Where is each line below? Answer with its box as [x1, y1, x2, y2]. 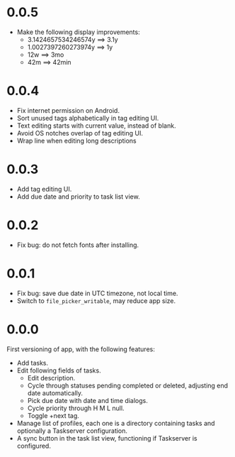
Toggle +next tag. [27, 411, 79, 419]
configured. [16, 441, 51, 450]
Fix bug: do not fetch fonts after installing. [16, 241, 139, 249]
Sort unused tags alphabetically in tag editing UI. [16, 114, 159, 122]
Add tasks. [16, 358, 49, 367]
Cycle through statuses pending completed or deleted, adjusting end [27, 381, 228, 390]
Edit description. [27, 373, 76, 382]
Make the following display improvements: [16, 28, 140, 36]
